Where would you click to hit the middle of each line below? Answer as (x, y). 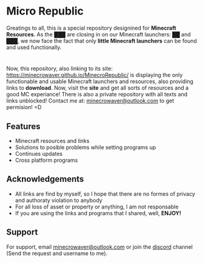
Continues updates (38, 153)
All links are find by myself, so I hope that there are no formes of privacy (105, 194)
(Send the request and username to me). (57, 253)
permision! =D (24, 107)
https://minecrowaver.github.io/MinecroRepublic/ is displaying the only (95, 75)
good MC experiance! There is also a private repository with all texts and (97, 95)
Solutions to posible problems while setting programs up (85, 147)
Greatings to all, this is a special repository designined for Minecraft (92, 28)
